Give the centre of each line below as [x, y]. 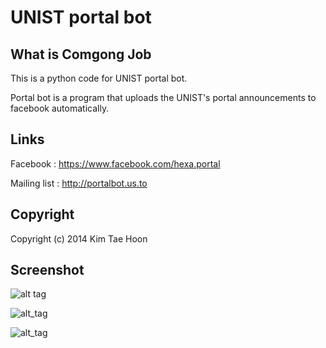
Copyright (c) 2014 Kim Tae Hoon [79, 238]
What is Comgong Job [81, 54]
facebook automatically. [60, 108]
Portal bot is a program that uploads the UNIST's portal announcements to [163, 97]
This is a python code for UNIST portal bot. [99, 78]
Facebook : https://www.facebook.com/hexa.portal [115, 163]
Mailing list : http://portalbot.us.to [79, 183]
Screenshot [47, 270]
